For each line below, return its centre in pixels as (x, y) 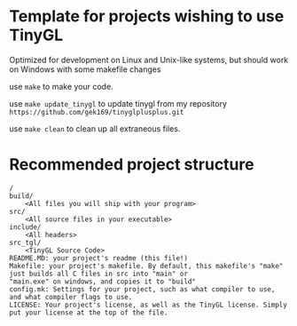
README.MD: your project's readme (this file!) (99, 258)
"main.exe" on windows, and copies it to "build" (103, 282)
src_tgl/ (25, 243)
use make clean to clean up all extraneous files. (95, 128)
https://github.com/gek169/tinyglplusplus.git (97, 112)
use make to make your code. (61, 86)
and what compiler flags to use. (71, 297)
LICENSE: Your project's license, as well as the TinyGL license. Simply (148, 305)
